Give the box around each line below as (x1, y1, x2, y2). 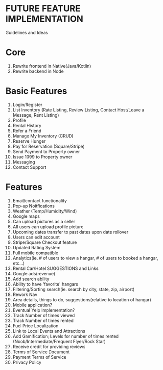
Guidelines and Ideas (5, 29, 48, 35)
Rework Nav (12, 291, 38, 297)
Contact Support (12, 164, 47, 170)
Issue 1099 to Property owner (12, 154, 72, 159)
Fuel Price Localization (12, 322, 59, 329)
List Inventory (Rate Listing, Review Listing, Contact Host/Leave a (12, 106, 144, 113)
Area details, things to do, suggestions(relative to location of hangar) (12, 296, 151, 302)
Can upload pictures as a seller (12, 218, 75, 224)
